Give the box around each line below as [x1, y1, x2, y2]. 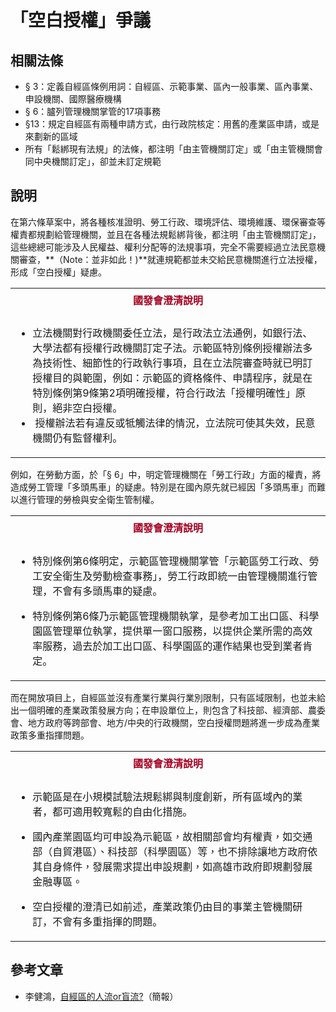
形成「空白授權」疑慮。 [10, 266, 107, 278]
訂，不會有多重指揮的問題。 [32, 914, 163, 928]
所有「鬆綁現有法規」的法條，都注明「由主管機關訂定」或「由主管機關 [24, 143, 315, 155]
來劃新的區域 [24, 131, 78, 142]
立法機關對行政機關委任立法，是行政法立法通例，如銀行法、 [32, 326, 313, 340]
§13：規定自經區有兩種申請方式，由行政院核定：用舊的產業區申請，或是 [24, 118, 320, 130]
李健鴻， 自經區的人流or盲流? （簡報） [24, 990, 179, 1002]
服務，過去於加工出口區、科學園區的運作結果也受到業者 [42, 639, 303, 653]
